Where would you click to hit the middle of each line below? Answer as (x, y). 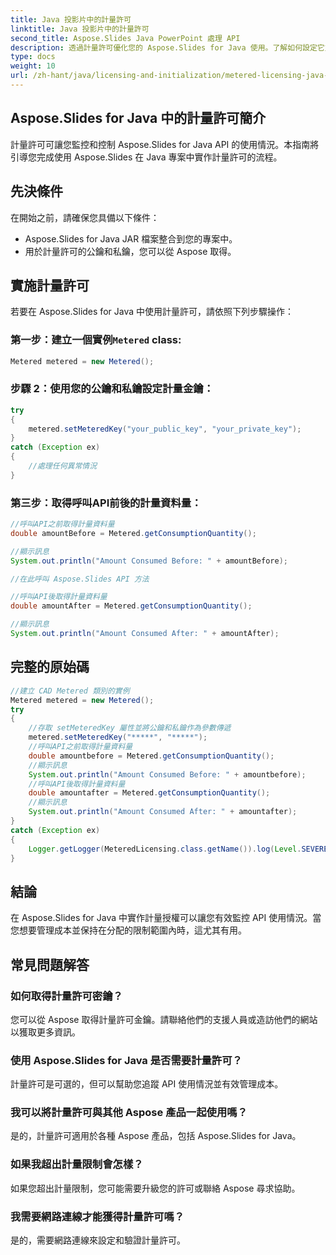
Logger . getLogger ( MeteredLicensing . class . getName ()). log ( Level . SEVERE (178, 849)
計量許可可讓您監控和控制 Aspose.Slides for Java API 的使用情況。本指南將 (165, 144)
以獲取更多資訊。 (45, 1032)
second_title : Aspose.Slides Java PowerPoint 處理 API (125, 38)
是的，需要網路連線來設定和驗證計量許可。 (98, 1240)
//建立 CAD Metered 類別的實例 (70, 691)
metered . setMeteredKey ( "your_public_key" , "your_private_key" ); (165, 429)
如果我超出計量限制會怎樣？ (77, 1164)
